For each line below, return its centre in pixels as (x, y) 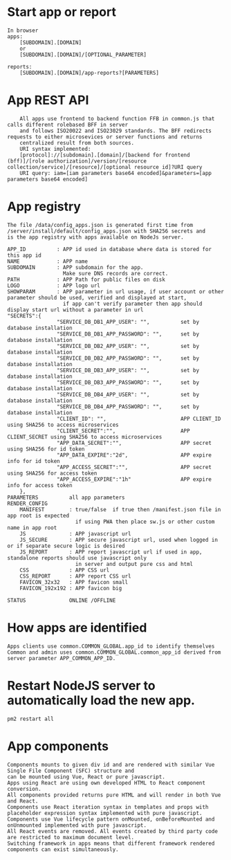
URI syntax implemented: (55, 149)
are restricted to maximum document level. (71, 837)
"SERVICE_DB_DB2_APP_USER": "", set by (128, 346)
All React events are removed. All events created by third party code (112, 831)
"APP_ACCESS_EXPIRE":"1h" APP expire (134, 479)
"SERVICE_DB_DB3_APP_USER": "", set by (128, 370)
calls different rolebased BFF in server (68, 125)
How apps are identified (77, 628)
